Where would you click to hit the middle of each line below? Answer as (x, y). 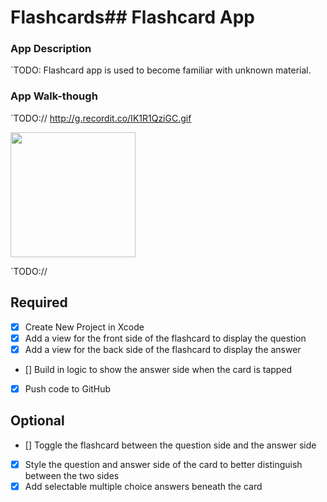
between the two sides (72, 475)
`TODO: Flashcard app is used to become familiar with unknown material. (161, 70)
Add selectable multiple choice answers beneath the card (143, 486)
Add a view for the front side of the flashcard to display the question (165, 338)
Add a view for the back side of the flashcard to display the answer (163, 349)
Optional (37, 421)
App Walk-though (54, 96)
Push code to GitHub (68, 388)
